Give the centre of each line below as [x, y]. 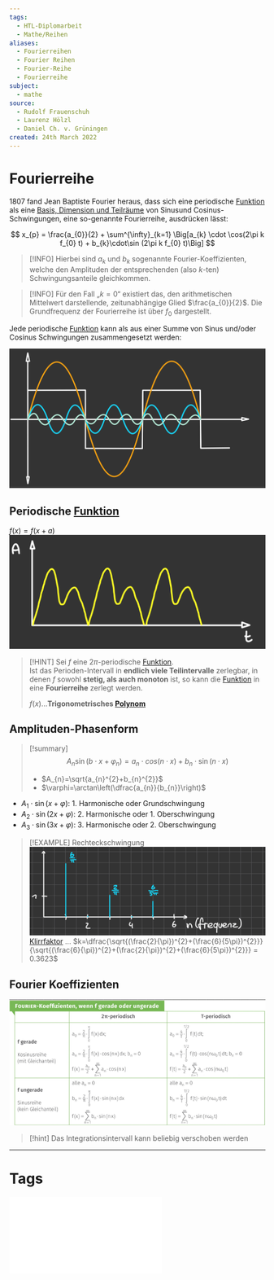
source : [22, 103]
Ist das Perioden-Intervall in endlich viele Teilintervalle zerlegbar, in [144, 670]
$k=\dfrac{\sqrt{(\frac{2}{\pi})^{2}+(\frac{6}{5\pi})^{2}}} [168, 941]
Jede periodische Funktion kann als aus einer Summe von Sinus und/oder [133, 329]
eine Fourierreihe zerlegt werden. [86, 687]
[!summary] [48, 748]
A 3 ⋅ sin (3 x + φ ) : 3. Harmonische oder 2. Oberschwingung [118, 825]
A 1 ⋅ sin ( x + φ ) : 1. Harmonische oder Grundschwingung [113, 804]
